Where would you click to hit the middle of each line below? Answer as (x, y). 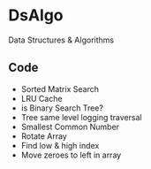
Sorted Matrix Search (60, 88)
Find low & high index (60, 145)
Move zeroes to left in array (71, 155)
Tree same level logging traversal (81, 117)
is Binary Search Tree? (62, 108)
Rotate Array (44, 136)
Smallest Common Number (70, 127)
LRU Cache (42, 98)
